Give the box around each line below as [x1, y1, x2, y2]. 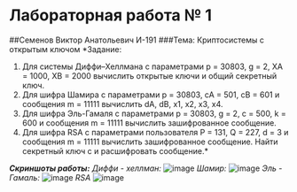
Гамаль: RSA [9, 172, 91, 182]
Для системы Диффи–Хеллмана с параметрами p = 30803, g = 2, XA [21, 61, 284, 72]
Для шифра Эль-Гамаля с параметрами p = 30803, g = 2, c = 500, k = [21, 108, 286, 119]
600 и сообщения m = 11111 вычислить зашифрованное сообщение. [21, 117, 277, 128]
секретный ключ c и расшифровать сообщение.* [21, 145, 208, 156]
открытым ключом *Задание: [9, 43, 122, 54]
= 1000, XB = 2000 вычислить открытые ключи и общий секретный [21, 70, 277, 81]
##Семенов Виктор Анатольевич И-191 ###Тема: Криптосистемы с [9, 35, 264, 45]
